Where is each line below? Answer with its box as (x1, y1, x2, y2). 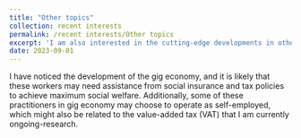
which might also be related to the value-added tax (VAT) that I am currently (9, 109, 289, 120)
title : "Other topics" (9, 13, 94, 22)
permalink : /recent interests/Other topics (9, 30, 175, 39)
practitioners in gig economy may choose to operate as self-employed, (9, 99, 271, 110)
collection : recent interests (9, 22, 123, 30)
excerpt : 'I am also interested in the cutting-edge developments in (9, 38, 275, 47)
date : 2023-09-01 (9, 47, 74, 56)
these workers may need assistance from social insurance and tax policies (9, 81, 285, 91)
